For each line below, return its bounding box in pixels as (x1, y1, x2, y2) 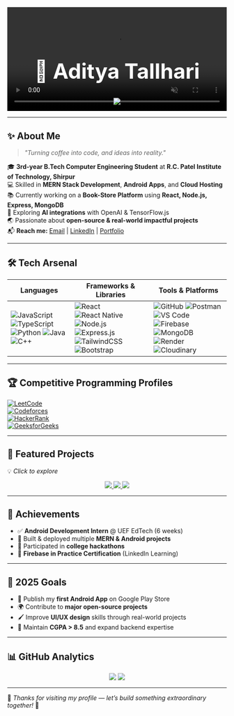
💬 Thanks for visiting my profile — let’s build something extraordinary (7, 694, 207, 702)
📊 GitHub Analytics (7, 650, 95, 662)
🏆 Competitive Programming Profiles (7, 377, 173, 389)
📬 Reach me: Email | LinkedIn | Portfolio (7, 227, 124, 235)
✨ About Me (7, 130, 61, 142)
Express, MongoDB (7, 201, 64, 209)
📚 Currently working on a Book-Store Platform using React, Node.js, (7, 191, 208, 200)
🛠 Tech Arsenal (7, 257, 78, 269)
